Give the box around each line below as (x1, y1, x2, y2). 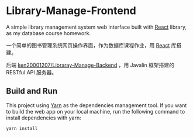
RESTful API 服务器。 (6, 68, 57, 76)
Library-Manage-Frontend (6, 4, 136, 18)
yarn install (6, 125, 38, 131)
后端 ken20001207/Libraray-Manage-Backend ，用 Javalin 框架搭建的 (6, 61, 174, 68)
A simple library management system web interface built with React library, (6, 23, 187, 30)
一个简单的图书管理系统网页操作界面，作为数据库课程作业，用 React (6, 42, 170, 49)
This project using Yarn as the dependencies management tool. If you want (6, 101, 187, 109)
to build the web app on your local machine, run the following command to (6, 108, 185, 115)
